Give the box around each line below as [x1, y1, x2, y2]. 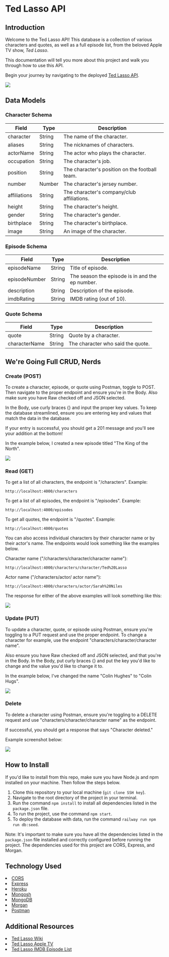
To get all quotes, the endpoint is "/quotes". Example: [5, 516, 116, 523]
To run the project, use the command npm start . [12, 811, 112, 817]
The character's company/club [63, 188, 136, 195]
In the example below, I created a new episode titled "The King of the [5, 440, 148, 446]
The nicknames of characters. [63, 141, 134, 148]
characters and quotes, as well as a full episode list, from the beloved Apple [5, 42, 162, 48]
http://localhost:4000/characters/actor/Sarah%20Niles [5, 584, 123, 589]
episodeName [8, 264, 41, 271]
